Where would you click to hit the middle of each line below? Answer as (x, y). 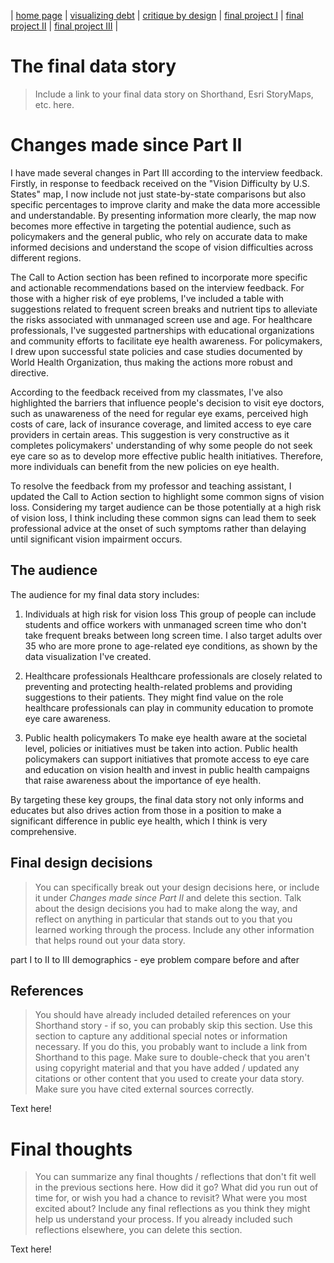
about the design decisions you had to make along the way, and (166, 908)
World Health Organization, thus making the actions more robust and (151, 362)
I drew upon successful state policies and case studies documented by (156, 351)
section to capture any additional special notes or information (161, 1036)
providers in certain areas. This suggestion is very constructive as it (150, 434)
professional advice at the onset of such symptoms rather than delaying (158, 528)
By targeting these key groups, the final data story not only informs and (157, 799)
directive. (29, 372)
